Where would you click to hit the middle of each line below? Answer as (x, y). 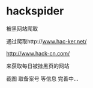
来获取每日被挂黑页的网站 (38, 66)
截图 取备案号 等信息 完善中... (42, 78)
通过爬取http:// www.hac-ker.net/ (46, 41)
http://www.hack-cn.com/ (38, 53)
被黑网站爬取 (22, 28)
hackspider (35, 11)
